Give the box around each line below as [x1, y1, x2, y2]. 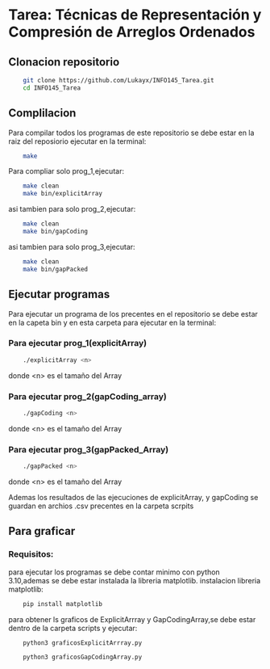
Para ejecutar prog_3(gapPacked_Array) [8, 444, 169, 455]
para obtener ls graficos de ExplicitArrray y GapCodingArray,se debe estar [8, 614, 256, 624]
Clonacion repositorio [8, 55, 120, 69]
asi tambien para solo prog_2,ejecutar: [8, 204, 136, 214]
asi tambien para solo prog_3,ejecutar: [8, 242, 135, 251]
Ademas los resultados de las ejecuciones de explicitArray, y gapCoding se [8, 493, 259, 503]
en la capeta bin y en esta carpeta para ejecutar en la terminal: [8, 318, 216, 327]
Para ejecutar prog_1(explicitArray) [8, 338, 147, 349]
